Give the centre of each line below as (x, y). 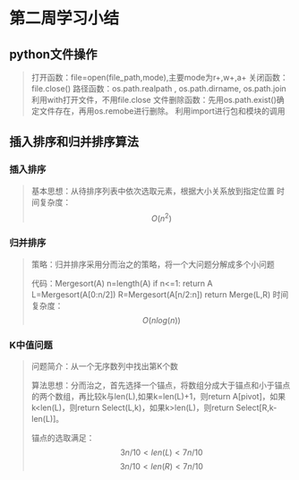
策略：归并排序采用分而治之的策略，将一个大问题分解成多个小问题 (153, 264)
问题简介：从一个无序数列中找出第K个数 (105, 366)
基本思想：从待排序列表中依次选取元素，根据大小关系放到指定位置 (153, 191)
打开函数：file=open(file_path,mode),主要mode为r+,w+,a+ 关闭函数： (159, 77)
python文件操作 (53, 54)
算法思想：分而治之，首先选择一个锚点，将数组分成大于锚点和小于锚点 (161, 385)
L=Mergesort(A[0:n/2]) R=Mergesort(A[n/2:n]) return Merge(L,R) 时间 (160, 294)
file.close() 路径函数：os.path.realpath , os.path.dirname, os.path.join (158, 89)
